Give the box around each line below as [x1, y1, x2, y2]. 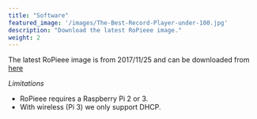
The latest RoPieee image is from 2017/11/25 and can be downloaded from [8, 55, 250, 65]
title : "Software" [8, 11, 69, 20]
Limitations [8, 79, 45, 88]
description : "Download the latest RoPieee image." [8, 26, 182, 34]
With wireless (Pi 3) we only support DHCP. [19, 102, 161, 112]
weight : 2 [8, 33, 41, 42]
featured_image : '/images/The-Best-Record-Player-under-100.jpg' [8, 19, 228, 27]
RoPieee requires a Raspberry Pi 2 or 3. [19, 94, 149, 103]
